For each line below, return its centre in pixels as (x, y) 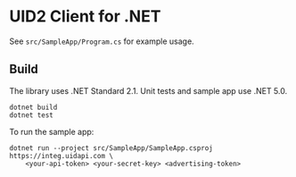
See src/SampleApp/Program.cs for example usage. (102, 41)
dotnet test (31, 115)
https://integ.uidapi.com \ (62, 156)
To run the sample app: (52, 131)
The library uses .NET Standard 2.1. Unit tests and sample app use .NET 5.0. (148, 90)
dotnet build (33, 107)
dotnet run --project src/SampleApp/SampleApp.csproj (111, 148)
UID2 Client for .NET (85, 17)
